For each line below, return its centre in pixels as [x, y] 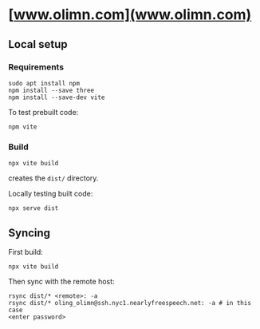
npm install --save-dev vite [57, 97]
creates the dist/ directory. [53, 178]
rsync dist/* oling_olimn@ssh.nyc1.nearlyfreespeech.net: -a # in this [130, 303]
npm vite [23, 127]
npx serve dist [33, 208]
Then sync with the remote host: [61, 281]
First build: [26, 252]
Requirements [36, 67]
